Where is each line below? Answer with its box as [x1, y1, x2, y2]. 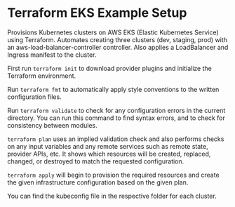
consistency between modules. [7, 121, 98, 129]
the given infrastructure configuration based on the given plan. [7, 178, 189, 187]
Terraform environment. [7, 72, 76, 80]
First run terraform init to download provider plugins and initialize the [7, 64, 212, 72]
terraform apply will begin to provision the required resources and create [7, 171, 220, 179]
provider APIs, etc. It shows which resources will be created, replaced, [7, 149, 211, 158]
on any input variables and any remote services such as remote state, [7, 142, 208, 150]
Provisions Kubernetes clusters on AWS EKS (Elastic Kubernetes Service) [7, 28, 219, 36]
